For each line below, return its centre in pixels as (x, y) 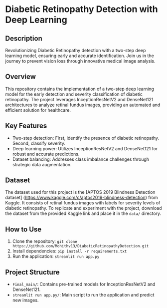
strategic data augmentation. (42, 164)
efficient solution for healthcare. (38, 110)
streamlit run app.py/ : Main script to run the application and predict (83, 295)
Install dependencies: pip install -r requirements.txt (70, 251)
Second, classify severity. (39, 143)
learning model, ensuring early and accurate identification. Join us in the (80, 56)
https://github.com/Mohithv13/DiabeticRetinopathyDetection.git (81, 246)
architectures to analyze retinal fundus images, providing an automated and (83, 105)
